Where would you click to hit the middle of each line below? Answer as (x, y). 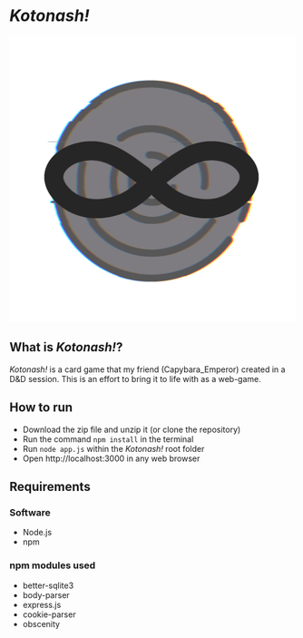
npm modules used (53, 565)
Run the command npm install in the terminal (108, 439)
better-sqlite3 (48, 585)
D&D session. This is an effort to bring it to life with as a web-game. (135, 378)
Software (30, 512)
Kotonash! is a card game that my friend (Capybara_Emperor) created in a (147, 369)
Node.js (37, 533)
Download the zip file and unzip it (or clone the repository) (132, 429)
